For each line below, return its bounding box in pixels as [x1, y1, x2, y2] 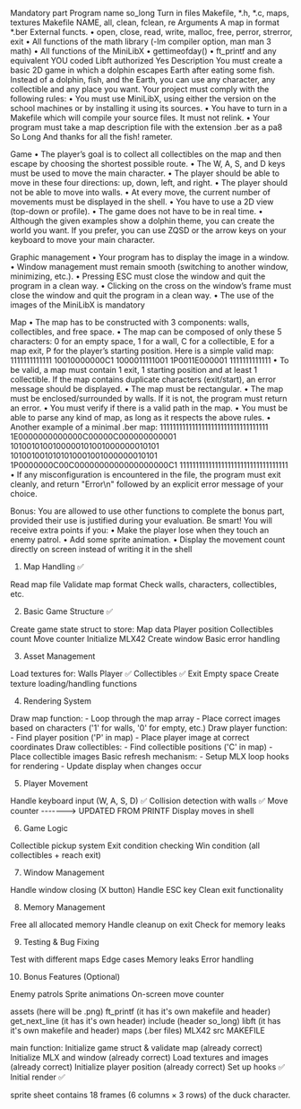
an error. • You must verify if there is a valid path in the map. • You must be [10, 403, 288, 413]
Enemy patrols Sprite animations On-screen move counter [10, 989, 225, 999]
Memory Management [22, 902, 106, 913]
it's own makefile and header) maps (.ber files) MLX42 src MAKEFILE [10, 1026, 265, 1035]
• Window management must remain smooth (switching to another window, [10, 262, 289, 272]
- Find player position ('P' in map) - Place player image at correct [10, 732, 250, 742]
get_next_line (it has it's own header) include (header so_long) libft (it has [10, 1016, 281, 1026]
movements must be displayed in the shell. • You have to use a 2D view [10, 196, 274, 207]
